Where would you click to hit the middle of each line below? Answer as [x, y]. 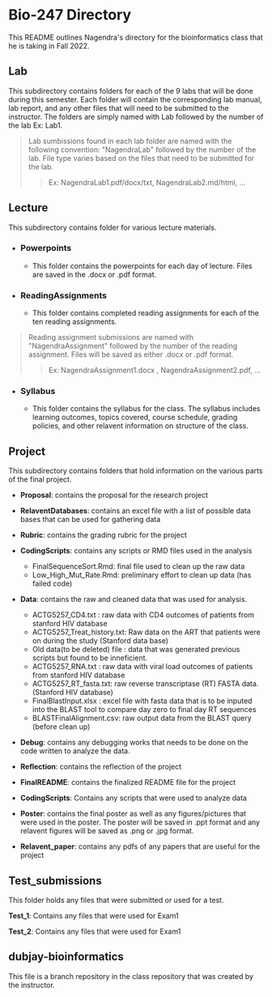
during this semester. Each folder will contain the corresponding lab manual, [135, 100]
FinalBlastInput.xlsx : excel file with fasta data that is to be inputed [142, 701]
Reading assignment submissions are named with [111, 337]
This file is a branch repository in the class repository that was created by [131, 976]
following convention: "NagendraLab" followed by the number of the [142, 149]
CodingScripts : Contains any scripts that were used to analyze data [133, 798]
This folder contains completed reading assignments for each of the [145, 313]
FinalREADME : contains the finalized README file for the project [128, 782]
